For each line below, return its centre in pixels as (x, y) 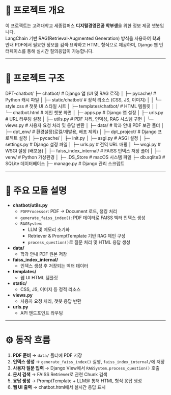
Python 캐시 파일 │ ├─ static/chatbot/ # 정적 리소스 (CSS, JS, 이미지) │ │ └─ (83, 99)
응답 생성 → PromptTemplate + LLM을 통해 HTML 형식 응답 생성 (77, 381)
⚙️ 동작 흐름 (28, 340)
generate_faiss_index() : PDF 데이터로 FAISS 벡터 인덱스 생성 (83, 218)
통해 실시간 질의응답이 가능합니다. (61, 51)
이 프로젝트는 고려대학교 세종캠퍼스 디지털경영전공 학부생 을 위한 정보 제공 (78, 25)
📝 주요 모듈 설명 (36, 191)
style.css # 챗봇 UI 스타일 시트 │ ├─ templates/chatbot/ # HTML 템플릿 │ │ (82, 106)
